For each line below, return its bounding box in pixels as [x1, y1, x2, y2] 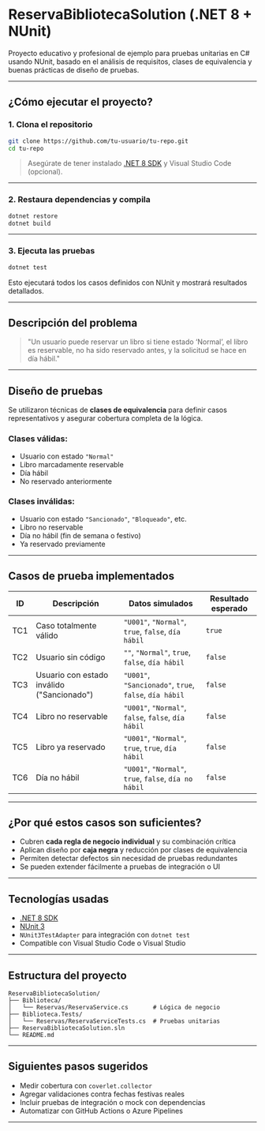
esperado [211, 602, 248, 613]
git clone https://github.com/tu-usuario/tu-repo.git [8, 137, 189, 145]
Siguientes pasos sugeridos [8, 1060, 148, 1073]
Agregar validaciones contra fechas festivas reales [19, 1089, 185, 1099]
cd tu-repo [8, 144, 44, 152]
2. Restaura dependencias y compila [8, 194, 151, 205]
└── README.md [8, 1032, 55, 1039]
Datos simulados [129, 597, 193, 609]
